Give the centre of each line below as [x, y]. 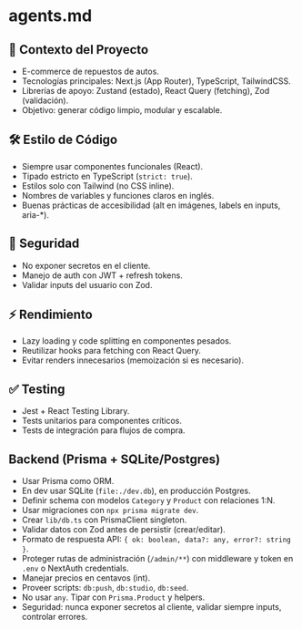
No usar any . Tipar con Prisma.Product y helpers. [113, 597]
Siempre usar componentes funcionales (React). [112, 166]
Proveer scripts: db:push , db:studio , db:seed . [105, 588]
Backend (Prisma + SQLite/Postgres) [114, 459]
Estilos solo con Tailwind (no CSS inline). [98, 186]
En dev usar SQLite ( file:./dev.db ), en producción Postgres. [136, 491]
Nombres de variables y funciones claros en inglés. [118, 195]
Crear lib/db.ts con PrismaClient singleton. [104, 520]
